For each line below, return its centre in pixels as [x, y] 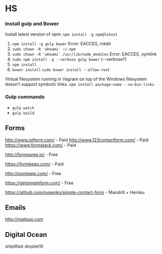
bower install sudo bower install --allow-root [61, 70]
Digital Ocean [26, 234]
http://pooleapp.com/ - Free [33, 173]
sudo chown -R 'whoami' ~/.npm [44, 49]
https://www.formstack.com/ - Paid [41, 145]
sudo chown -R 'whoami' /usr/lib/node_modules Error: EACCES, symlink [84, 54]
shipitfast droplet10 [24, 246]
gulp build [23, 113]
